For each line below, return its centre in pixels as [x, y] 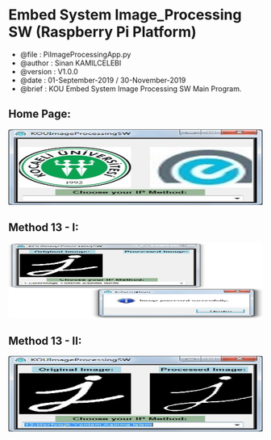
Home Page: [40, 114]
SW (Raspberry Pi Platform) [102, 32]
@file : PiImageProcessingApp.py [75, 54]
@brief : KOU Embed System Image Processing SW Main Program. [131, 88]
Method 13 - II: [45, 341]
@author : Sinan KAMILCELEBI [71, 63]
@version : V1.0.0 [49, 71]
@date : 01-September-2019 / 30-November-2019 [103, 80]
